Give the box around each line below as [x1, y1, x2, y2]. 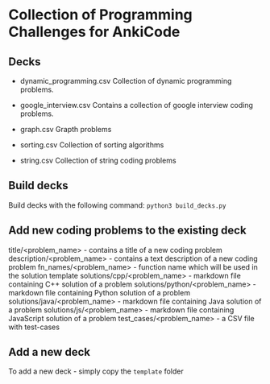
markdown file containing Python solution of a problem [8, 287, 191, 297]
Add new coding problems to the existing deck [8, 224, 247, 237]
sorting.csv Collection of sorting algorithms [19, 140, 164, 150]
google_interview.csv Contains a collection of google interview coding [19, 101, 254, 109]
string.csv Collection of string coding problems [19, 155, 177, 165]
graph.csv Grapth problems [19, 125, 112, 134]
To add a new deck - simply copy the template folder [8, 366, 184, 376]
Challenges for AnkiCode [8, 23, 181, 41]
